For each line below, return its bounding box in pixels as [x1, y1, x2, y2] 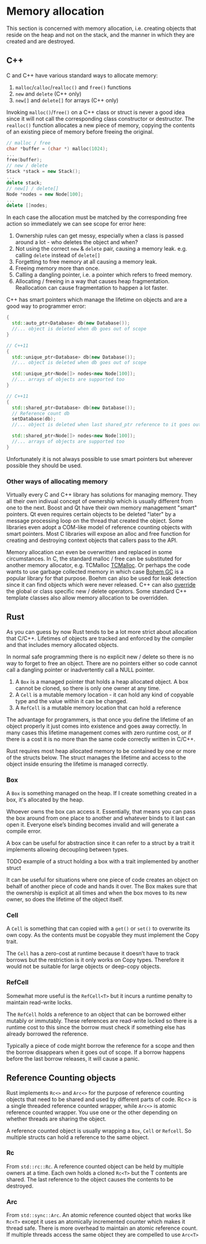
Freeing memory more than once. [15, 265, 100, 272]
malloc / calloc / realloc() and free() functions [15, 83, 132, 91]
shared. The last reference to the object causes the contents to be [6, 1175, 174, 1183]
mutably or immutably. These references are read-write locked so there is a [6, 1017, 197, 1025]
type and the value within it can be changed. [15, 697, 128, 704]
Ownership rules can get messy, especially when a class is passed [15, 232, 184, 240]
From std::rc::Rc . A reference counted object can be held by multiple [6, 1162, 184, 1170]
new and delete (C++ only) [15, 90, 82, 97]
